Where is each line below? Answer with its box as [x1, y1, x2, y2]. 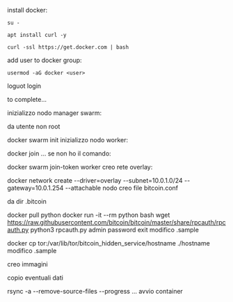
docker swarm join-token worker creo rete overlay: [7, 163, 153, 171]
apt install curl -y [7, 31, 67, 38]
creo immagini [7, 260, 48, 268]
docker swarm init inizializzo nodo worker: [7, 136, 129, 144]
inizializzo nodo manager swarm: [7, 109, 102, 117]
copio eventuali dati [7, 273, 64, 282]
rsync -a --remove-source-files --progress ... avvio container [7, 287, 183, 295]
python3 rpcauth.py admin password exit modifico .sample [30, 226, 200, 234]
